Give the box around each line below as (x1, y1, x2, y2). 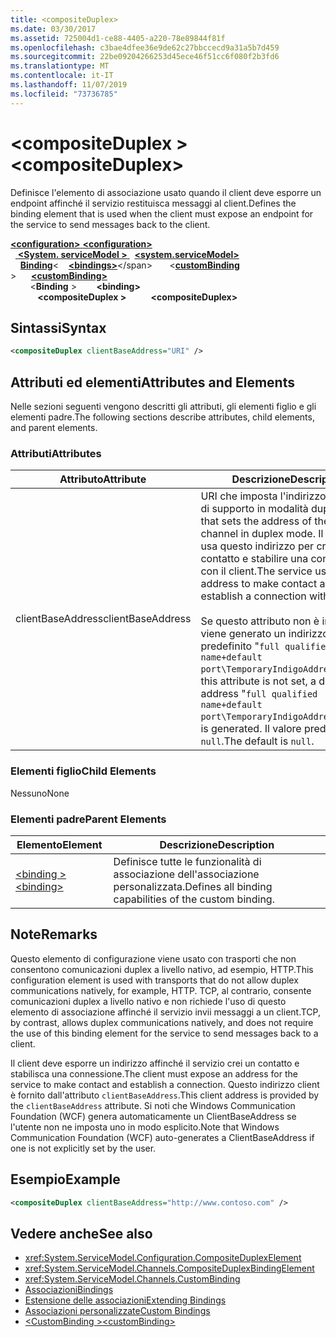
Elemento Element (16, 837, 103, 851)
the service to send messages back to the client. (10, 218, 211, 230)
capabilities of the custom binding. (113, 892, 275, 906)
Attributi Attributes (10, 446, 102, 460)
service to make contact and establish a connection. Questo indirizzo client (10, 1078, 320, 1090)
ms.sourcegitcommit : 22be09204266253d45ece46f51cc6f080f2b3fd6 (10, 52, 280, 62)
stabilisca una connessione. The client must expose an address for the (10, 1067, 298, 1080)
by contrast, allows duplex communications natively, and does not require (10, 1016, 314, 1028)
